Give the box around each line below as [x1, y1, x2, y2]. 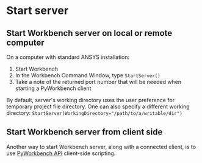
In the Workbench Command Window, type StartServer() [15, 72, 161, 79]
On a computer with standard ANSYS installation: [6, 54, 130, 61]
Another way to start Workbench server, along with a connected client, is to [6, 143, 197, 150]
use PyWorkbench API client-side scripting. [6, 150, 116, 157]
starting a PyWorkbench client [15, 85, 92, 92]
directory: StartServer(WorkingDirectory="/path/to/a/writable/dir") [6, 109, 183, 116]
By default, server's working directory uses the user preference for [6, 97, 175, 103]
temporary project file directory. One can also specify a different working [6, 103, 190, 110]
